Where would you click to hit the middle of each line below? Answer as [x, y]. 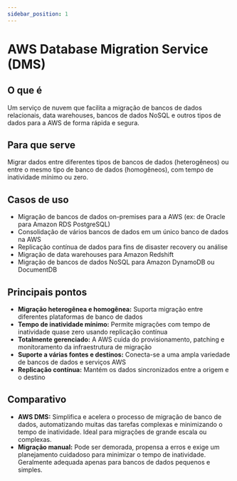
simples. [30, 470]
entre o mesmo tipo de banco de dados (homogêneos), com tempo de [110, 170]
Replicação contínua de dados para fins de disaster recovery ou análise [123, 247]
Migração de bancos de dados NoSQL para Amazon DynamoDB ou [116, 262]
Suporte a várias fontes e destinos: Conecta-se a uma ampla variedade [124, 355]
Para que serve [42, 146]
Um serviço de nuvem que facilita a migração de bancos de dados [105, 107]
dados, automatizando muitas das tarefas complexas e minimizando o [120, 424]
